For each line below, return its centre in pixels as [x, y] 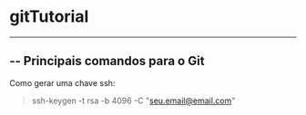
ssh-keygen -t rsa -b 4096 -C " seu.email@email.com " [133, 101]
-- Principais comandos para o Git [107, 61]
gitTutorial [49, 17]
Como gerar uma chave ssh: [62, 82]
